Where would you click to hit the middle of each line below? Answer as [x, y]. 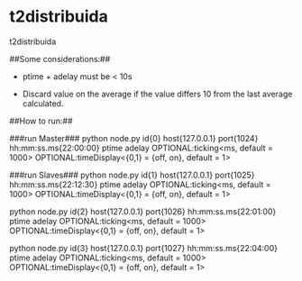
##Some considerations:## [60, 59]
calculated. [43, 103]
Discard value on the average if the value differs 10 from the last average [157, 94]
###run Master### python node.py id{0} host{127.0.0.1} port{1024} [134, 138]
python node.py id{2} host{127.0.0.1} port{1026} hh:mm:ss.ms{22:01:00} [143, 211]
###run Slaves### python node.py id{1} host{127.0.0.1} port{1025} [132, 175]
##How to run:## [41, 121]
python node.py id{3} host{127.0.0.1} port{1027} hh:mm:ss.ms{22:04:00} [143, 248]
